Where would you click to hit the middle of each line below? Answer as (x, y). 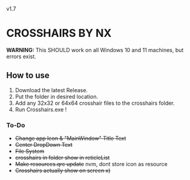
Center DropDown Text (44, 145)
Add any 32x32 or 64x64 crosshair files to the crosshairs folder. (95, 103)
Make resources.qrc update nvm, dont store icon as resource (91, 164)
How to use (28, 75)
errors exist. (21, 56)
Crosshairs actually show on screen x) (63, 171)
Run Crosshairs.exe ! (41, 109)
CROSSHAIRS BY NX (59, 33)
